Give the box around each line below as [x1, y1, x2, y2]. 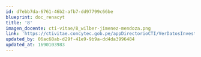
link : [5, 31, 19, 37]
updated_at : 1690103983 [5, 42, 65, 48]
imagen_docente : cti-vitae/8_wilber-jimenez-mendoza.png [5, 25, 151, 31]
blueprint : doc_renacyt [5, 14, 65, 20]
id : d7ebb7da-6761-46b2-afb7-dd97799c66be [5, 8, 113, 15]
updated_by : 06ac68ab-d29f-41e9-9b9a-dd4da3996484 [5, 36, 135, 42]
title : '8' [5, 20, 33, 26]
